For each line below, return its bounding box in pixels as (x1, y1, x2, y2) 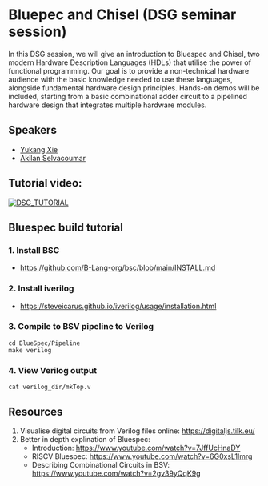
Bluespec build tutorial (8, 220, 124, 234)
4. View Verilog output (8, 364, 98, 376)
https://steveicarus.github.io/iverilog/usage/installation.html (19, 301, 217, 311)
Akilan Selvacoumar (19, 153, 86, 163)
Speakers (8, 123, 58, 137)
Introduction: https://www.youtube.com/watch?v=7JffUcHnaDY (31, 443, 241, 452)
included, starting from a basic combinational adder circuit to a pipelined (8, 91, 248, 101)
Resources (8, 404, 63, 418)
